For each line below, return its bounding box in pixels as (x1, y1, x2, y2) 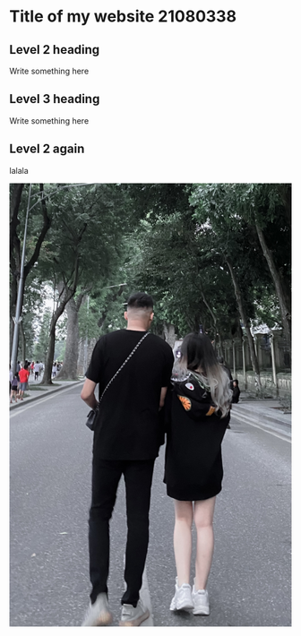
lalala (9, 165, 29, 176)
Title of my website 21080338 (9, 6, 237, 27)
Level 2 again (9, 142, 85, 157)
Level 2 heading (9, 42, 100, 57)
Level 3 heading (9, 91, 100, 107)
